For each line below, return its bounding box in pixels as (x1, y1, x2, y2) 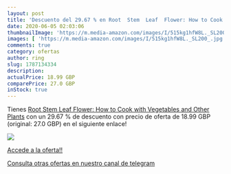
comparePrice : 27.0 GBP (7, 80, 76, 87)
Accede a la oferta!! (7, 146, 63, 154)
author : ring (7, 55, 45, 62)
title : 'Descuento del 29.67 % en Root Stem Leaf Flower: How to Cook (7, 16, 223, 23)
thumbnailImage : (7, 29, 54, 36)
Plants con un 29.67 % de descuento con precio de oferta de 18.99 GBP (7, 112, 211, 121)
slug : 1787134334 (7, 61, 57, 68)
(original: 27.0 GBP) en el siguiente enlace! (7, 120, 127, 128)
